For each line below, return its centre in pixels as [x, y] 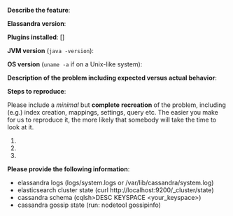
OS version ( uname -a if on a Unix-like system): [75, 64]
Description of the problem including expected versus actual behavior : [112, 78]
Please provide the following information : [69, 169]
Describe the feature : [39, 10]
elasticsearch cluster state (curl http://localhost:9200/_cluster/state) [115, 190]
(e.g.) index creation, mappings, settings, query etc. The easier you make [113, 112]
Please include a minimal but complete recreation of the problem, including [116, 105]
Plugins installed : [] [36, 37]
